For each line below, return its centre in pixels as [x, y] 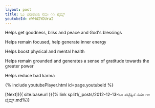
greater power [19, 66]
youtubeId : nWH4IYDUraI [29, 19]
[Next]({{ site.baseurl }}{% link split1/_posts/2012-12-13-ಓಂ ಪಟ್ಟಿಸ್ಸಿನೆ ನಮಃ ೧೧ [78, 95]
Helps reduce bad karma [30, 76]
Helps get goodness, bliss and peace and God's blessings [64, 33]
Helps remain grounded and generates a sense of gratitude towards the [77, 61]
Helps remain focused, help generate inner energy [56, 42]
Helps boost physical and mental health [45, 51]
